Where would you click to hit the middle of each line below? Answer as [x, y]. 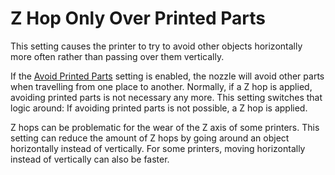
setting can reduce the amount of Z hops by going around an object [150, 138]
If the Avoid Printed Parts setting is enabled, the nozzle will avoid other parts [167, 76]
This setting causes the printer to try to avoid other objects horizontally [156, 46]
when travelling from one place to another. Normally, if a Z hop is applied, [161, 86]
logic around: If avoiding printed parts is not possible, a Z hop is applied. [159, 108]
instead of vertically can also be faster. [90, 159]
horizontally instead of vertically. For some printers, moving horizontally [158, 148]
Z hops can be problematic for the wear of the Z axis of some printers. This [165, 127]
